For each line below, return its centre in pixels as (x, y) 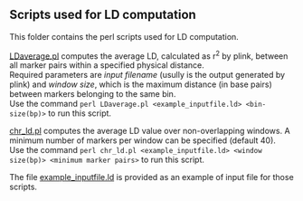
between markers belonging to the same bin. (93, 94)
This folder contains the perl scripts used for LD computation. (124, 36)
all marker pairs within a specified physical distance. (107, 65)
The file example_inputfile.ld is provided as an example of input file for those (151, 177)
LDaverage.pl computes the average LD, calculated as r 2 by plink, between (149, 55)
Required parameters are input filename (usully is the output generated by (147, 75)
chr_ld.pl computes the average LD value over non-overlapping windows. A (150, 131)
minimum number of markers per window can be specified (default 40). (142, 140)
